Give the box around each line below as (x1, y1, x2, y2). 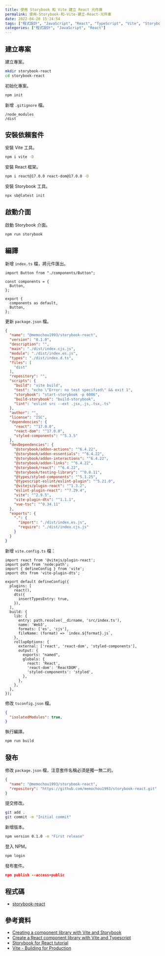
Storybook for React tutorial (12, 940, 69, 946)
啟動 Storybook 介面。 (5, 222, 51, 228)
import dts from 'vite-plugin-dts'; (5, 571, 80, 576)
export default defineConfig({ (5, 579, 69, 584)
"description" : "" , (9, 342, 50, 347)
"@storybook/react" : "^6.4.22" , (14, 465, 80, 470)
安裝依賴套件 (5, 131, 44, 139)
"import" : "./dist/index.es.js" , (18, 520, 87, 525)
